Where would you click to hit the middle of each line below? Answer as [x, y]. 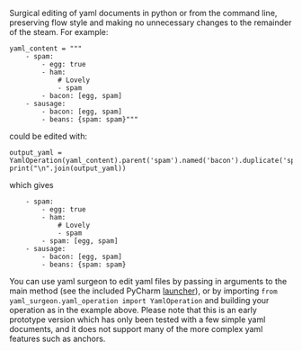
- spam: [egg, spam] [80, 241]
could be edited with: [49, 136]
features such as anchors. [58, 338]
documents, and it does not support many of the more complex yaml [136, 329]
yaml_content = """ [46, 49]
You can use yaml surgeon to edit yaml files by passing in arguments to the [148, 281]
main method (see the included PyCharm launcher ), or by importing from [143, 291]
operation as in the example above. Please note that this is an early [133, 310]
